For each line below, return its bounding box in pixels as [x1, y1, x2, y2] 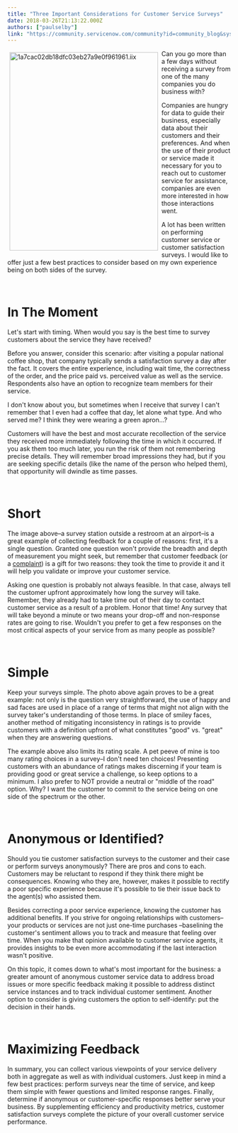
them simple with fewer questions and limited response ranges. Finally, [7, 1087, 215, 1095]
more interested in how [161, 192, 229, 200]
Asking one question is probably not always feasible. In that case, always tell [7, 581, 232, 589]
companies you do [161, 80, 216, 89]
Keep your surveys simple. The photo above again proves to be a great [7, 688, 215, 696]
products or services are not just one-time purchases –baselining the [22, 921, 224, 929]
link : [7, 30, 23, 38]
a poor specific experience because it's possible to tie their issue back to [7, 885, 221, 893]
